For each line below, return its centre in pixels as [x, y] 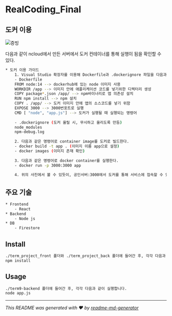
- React [23, 209]
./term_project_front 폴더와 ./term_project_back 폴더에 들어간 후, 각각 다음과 [85, 256]
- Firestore [27, 228]
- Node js [25, 219]
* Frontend [17, 204]
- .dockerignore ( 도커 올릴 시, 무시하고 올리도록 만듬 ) [68, 122]
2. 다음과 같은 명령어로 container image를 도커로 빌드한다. [72, 142]
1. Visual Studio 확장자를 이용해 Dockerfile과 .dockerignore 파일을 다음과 [91, 75]
